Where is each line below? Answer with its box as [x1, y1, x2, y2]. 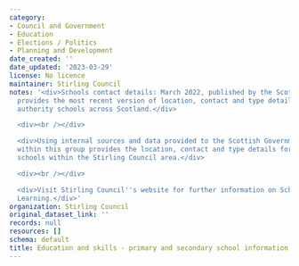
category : [9, 12, 46, 22]
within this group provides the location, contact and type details [17, 145, 277, 154]
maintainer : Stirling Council [9, 79, 122, 88]
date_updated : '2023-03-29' [9, 63, 114, 72]
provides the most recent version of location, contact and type [17, 96, 265, 105]
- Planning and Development [9, 46, 114, 55]
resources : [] [9, 227, 62, 237]
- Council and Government [9, 21, 105, 30]
